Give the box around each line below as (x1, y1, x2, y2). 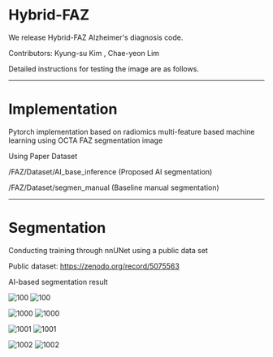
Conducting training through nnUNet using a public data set (8, 245, 209, 255)
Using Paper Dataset (8, 151, 78, 161)
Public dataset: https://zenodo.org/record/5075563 (8, 261, 180, 271)
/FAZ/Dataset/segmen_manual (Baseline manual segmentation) (8, 183, 219, 192)
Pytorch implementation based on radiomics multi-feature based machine (8, 127, 255, 136)
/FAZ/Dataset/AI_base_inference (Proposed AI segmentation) (8, 166, 213, 176)
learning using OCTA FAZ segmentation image (8, 135, 163, 145)
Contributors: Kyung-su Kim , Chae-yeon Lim (8, 48, 160, 58)
